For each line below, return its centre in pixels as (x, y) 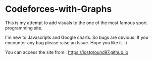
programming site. (24, 28)
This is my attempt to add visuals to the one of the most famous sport (76, 23)
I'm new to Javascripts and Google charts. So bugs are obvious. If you (77, 37)
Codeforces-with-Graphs (58, 9)
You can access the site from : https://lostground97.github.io (67, 52)
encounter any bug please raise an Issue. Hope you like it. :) (66, 42)
